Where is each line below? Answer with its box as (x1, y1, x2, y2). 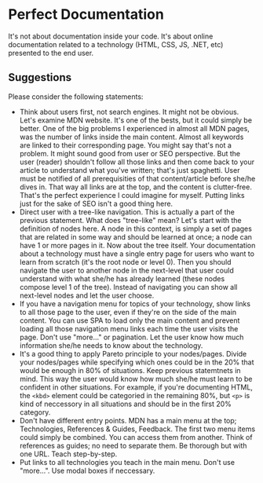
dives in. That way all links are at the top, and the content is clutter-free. (19, 182, 253, 192)
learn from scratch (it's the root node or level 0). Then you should (19, 257, 232, 266)
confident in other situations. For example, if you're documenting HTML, (19, 382, 254, 392)
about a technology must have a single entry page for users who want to (19, 249, 255, 258)
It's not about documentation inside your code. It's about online (8, 31, 214, 41)
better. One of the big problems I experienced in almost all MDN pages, (19, 123, 250, 133)
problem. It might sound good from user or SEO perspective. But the (19, 148, 241, 158)
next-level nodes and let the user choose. (19, 291, 155, 300)
